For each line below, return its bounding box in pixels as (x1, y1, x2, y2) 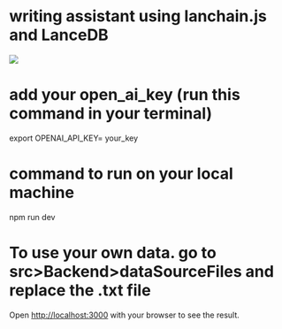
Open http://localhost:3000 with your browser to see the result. (9, 310, 240, 320)
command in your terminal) (9, 103, 213, 124)
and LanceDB (9, 25, 109, 45)
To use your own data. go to (9, 243, 217, 263)
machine (9, 183, 75, 203)
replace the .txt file (9, 280, 152, 300)
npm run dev (9, 211, 56, 222)
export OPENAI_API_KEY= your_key (9, 133, 139, 143)
